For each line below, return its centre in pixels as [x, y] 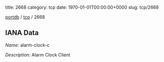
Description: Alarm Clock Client [38, 54]
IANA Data [22, 33]
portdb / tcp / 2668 [25, 17]
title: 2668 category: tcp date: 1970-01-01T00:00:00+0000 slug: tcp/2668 [82, 7]
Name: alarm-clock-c [28, 45]
